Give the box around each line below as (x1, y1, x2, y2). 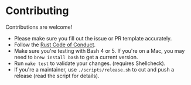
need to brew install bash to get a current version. (13, 53, 138, 60)
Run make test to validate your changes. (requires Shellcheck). (13, 60, 166, 67)
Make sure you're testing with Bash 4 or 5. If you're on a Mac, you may (13, 47, 185, 54)
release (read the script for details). (13, 72, 100, 79)
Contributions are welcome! (5, 23, 73, 30)
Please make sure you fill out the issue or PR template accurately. (13, 35, 172, 42)
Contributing (5, 4, 69, 18)
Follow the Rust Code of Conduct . (13, 41, 96, 48)
